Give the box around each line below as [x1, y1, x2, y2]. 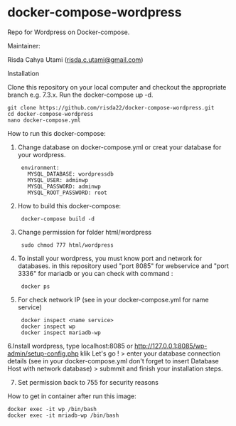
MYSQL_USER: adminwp [27, 176, 89, 183]
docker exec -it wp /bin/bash [7, 405, 97, 412]
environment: [21, 164, 60, 171]
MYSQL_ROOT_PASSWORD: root [27, 189, 108, 196]
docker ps [21, 282, 50, 290]
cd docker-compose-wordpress [7, 110, 94, 117]
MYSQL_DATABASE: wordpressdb [27, 170, 114, 178]
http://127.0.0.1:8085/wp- [134, 341, 208, 350]
